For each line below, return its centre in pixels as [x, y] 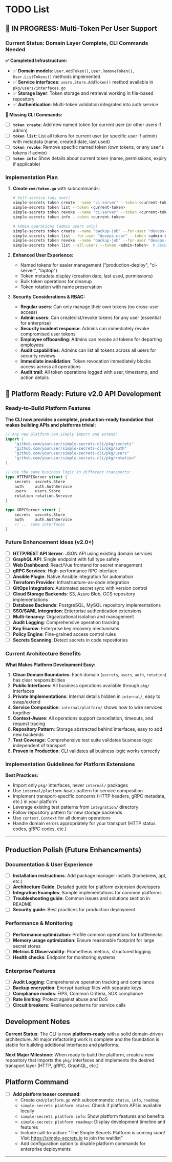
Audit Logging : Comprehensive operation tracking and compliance [83, 982]
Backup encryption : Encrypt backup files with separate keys [77, 988]
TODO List [27, 9]
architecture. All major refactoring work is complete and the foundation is [82, 1039]
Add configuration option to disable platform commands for [83, 1144]
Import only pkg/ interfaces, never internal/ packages [70, 785]
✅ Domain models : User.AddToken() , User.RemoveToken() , [73, 71]
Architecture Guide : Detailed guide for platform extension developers [86, 887]
